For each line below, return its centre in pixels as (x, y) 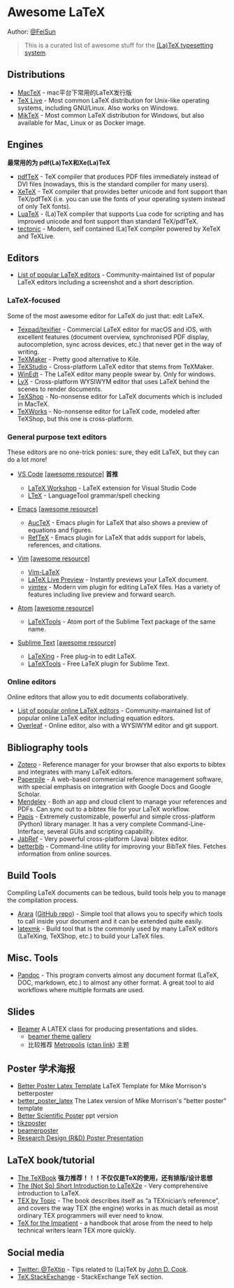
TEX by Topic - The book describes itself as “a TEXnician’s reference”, (118, 1201)
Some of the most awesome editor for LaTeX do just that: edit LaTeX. (106, 315)
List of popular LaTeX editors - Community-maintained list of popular (116, 275)
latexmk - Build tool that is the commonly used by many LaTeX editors (118, 929)
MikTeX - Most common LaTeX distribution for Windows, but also (111, 115)
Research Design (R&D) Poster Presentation (80, 1138)
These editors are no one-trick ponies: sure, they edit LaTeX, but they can (113, 452)
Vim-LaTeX (44, 572)
